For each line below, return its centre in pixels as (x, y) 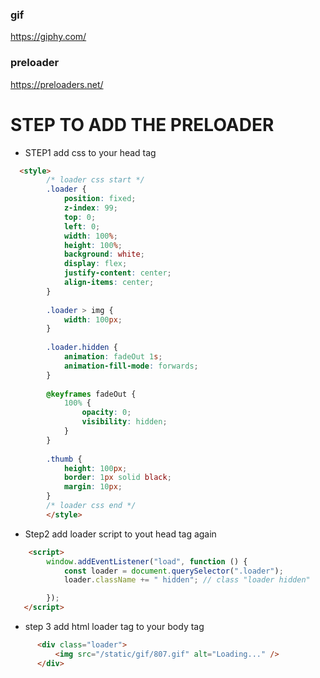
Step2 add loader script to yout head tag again (120, 534)
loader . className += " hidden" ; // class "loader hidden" (187, 580)
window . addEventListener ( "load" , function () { (147, 561)
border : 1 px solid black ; (117, 478)
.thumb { (64, 459)
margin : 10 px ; (93, 487)
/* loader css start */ (95, 180)
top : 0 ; (80, 217)
